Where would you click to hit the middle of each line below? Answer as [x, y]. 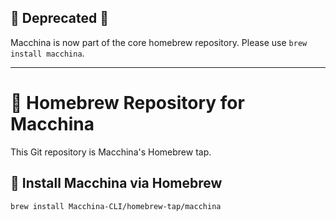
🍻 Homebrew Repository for [127, 103]
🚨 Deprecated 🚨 [59, 18]
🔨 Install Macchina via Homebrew [116, 183]
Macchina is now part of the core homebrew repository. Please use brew [159, 42]
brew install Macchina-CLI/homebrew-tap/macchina [116, 206]
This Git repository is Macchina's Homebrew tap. [111, 152]
